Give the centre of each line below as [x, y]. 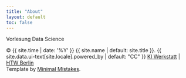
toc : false [19, 22]
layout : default [26, 17]
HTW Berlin [20, 63]
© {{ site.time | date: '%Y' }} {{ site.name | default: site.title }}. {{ [84, 50]
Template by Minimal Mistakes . [43, 69]
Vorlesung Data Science [35, 39]
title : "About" [25, 11]
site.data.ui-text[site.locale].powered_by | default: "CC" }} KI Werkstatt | [93, 57]
